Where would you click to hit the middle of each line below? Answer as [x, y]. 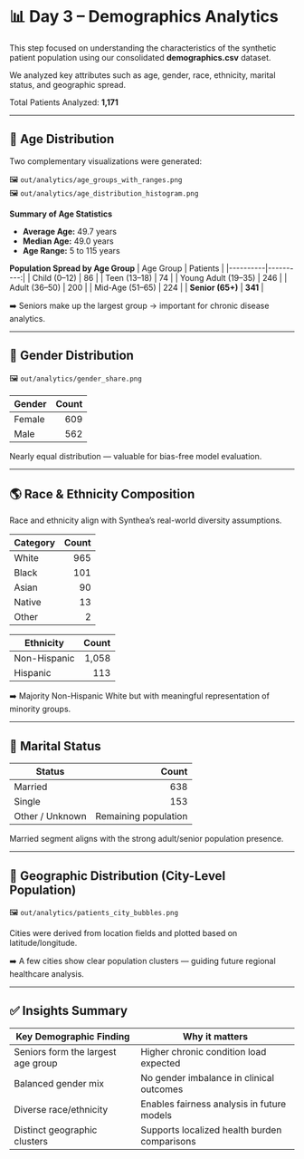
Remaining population [142, 816]
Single [27, 802]
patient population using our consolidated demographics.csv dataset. [140, 57]
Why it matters [215, 1036]
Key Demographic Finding [73, 1036]
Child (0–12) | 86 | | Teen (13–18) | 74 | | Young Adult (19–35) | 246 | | [160, 277]
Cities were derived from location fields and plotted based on [123, 933]
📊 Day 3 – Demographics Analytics [144, 17]
